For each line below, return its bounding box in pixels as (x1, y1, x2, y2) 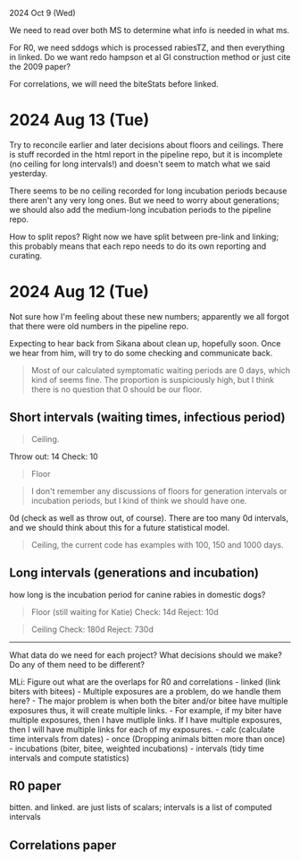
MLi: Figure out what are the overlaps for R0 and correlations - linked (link (9, 676, 281, 687)
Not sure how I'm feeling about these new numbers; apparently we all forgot (9, 311, 289, 321)
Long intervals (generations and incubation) (9, 566, 259, 581)
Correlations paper (9, 837, 117, 853)
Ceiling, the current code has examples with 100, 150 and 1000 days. (30, 539, 284, 550)
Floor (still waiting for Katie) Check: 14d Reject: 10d (30, 606, 219, 617)
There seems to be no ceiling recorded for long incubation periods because (9, 185, 287, 196)
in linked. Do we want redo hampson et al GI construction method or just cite (9, 52, 291, 62)
